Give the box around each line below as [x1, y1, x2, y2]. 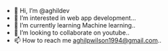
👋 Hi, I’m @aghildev [13, 7, 70, 14]
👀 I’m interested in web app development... [13, 14, 137, 22]
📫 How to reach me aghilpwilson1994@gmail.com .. [13, 37, 162, 44]
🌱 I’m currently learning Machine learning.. [13, 21, 135, 29]
